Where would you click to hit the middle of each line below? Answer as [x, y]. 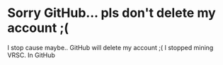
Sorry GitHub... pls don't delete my [111, 13]
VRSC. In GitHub [31, 55]
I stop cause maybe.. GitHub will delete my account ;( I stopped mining [110, 47]
